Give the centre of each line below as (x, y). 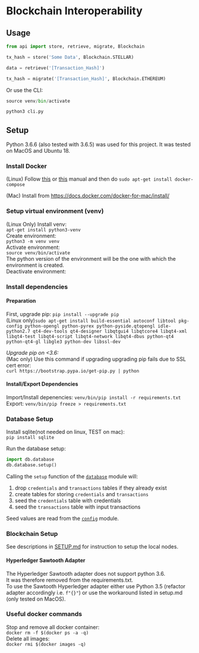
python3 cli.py (25, 112)
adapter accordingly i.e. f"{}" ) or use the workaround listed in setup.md (94, 592)
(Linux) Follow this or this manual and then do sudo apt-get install (89, 179)
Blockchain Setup (32, 534)
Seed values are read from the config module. (63, 519)
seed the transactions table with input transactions (78, 507)
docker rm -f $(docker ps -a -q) (48, 633)
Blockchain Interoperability (74, 11)
